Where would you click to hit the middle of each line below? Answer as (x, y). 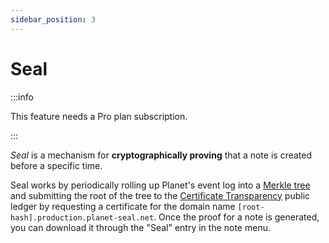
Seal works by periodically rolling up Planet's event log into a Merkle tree (160, 185)
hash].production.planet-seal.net (82, 217)
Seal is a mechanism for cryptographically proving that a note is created (161, 155)
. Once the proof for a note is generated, (236, 217)
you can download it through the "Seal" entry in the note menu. (140, 227)
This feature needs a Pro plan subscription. (99, 116)
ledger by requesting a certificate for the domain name (123, 206)
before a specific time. (56, 165)
